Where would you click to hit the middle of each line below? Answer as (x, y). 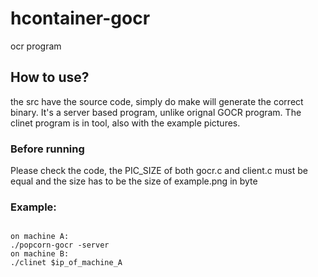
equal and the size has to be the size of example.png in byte (134, 181)
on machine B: (40, 254)
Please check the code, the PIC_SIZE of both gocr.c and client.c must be (159, 171)
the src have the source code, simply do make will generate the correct (157, 101)
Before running (47, 149)
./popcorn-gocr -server (60, 245)
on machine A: (40, 237)
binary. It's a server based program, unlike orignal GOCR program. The (156, 112)
